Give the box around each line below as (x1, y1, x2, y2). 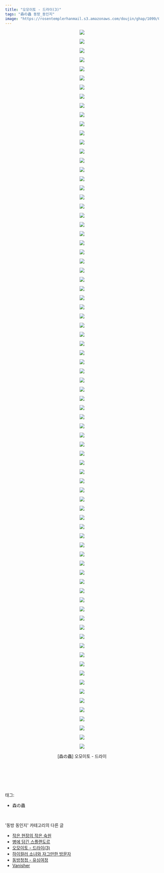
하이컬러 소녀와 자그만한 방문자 (12, 851, 71, 857)
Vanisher (12, 863, 30, 869)
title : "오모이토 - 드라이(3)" (5, 7, 61, 12)
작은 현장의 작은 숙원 (12, 833, 52, 839)
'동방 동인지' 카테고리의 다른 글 (5, 822, 64, 828)
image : (5, 16, 19, 21)
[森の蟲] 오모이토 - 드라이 (57, 753, 107, 759)
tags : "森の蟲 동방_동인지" (5, 12, 55, 17)
